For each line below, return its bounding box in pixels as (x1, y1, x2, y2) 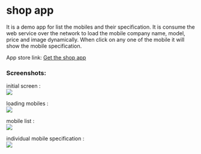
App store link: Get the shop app (6, 54, 86, 61)
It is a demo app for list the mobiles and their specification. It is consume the (6, 23, 195, 30)
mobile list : (6, 118, 35, 125)
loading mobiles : (6, 100, 49, 107)
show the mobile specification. (6, 42, 82, 50)
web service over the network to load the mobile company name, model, (6, 29, 185, 36)
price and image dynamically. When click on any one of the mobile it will (6, 36, 185, 43)
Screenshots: (6, 69, 47, 77)
